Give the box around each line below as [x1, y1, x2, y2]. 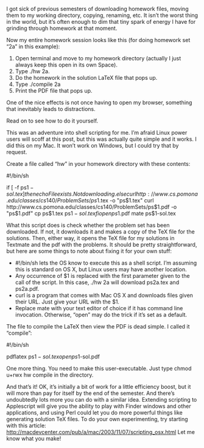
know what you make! [6, 435, 62, 442]
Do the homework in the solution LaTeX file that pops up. [15, 74, 158, 81]
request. [6, 149, 27, 155]
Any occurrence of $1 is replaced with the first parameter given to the [15, 272, 190, 279]
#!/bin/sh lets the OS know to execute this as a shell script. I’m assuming [15, 259, 197, 266]
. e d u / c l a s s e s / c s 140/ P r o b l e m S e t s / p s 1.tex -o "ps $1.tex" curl [6, 197, 154, 204]
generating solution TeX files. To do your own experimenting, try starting [6, 416, 188, 422]
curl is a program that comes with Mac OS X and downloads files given [15, 292, 194, 299]
